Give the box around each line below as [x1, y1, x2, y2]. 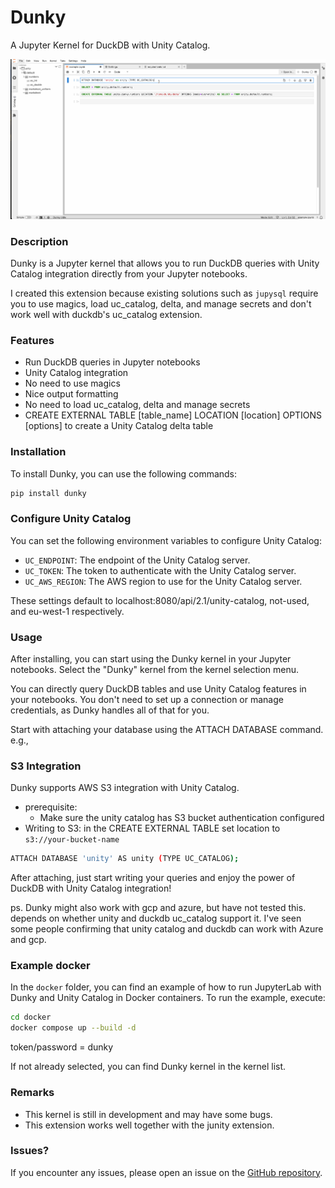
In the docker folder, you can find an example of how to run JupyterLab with [10, 981, 322, 993]
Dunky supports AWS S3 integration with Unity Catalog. [10, 782, 240, 794]
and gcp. [10, 934, 47, 946]
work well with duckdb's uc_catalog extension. [10, 308, 203, 320]
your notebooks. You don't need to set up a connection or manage [10, 693, 284, 705]
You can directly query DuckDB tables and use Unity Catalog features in [10, 682, 307, 695]
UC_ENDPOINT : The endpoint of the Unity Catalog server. [24, 554, 251, 566]
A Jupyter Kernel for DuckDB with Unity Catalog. [10, 39, 211, 51]
